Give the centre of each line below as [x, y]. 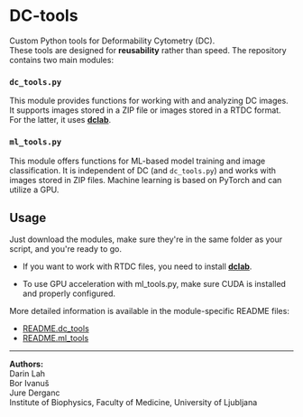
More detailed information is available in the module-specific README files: [150, 311]
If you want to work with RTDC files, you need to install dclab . [137, 266]
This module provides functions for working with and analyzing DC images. [149, 101]
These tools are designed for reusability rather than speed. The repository [148, 50]
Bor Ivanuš [29, 384]
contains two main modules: [62, 60]
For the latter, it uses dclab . [60, 120]
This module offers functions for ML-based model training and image [138, 161]
